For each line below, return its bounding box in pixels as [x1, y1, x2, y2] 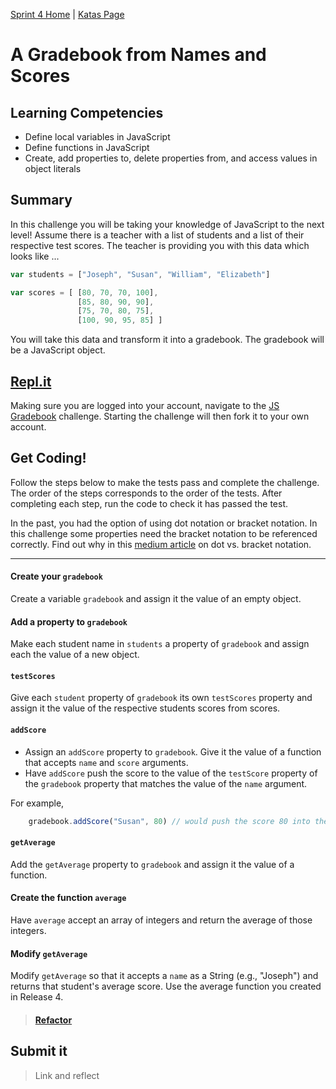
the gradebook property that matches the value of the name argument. [24, 777, 308, 789]
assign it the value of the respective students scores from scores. [10, 702, 281, 714]
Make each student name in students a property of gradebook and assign [10, 638, 310, 650]
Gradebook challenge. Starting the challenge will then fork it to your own [10, 410, 310, 422]
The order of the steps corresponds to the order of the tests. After [10, 487, 283, 499]
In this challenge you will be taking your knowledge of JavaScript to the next [10, 218, 325, 230]
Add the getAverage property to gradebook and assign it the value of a [10, 858, 295, 870]
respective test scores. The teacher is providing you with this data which [10, 239, 310, 251]
